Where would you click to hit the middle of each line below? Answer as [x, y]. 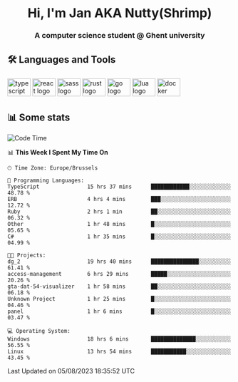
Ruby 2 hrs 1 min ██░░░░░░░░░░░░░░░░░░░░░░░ [119, 212]
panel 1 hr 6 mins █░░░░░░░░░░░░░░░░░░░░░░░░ [119, 311]
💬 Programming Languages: [46, 181]
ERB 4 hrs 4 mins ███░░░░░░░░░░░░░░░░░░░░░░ [119, 200]
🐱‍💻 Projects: [27, 255]
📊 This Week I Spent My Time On [58, 153]
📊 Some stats [39, 117]
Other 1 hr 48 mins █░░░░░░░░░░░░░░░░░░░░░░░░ [119, 224]
